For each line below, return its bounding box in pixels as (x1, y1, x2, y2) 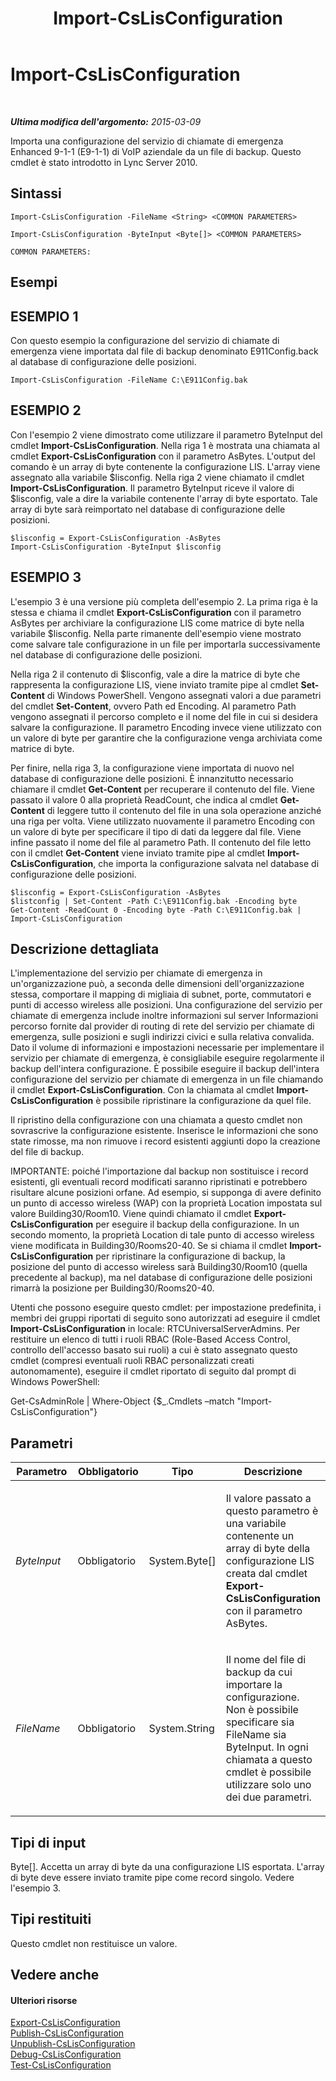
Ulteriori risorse (10, 1994, 78, 2006)
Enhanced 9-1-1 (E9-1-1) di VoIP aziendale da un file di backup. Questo (10, 145, 302, 157)
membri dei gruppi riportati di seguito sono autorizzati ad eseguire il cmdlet (10, 1312, 321, 1324)
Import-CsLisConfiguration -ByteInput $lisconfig (10, 542, 222, 552)
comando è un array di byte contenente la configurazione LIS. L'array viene (10, 460, 321, 472)
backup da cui (225, 1665, 293, 1679)
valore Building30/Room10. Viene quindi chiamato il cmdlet (10, 1208, 252, 1220)
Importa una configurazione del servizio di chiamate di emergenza (10, 135, 284, 147)
